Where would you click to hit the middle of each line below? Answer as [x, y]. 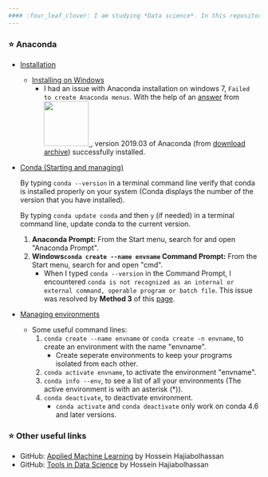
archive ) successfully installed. [95, 152]
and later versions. [86, 414]
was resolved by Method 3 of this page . [109, 298]
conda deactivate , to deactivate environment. [118, 397]
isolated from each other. [97, 364]
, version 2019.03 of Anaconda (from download [168, 143]
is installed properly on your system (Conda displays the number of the [136, 191]
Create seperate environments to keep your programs [144, 355]
